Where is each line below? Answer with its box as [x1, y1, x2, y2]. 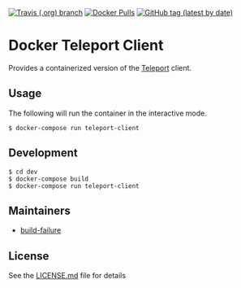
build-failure [19, 225, 62, 235]
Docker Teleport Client [8, 37, 164, 55]
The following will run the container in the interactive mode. [8, 108, 207, 118]
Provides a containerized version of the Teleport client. [8, 63, 192, 72]
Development [8, 146, 79, 160]
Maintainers [8, 203, 71, 217]
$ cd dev [8, 168, 38, 176]
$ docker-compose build [8, 175, 89, 183]
